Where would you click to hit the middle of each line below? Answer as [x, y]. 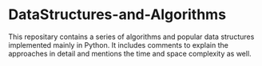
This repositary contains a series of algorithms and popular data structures [131, 37]
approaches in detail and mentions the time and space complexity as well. [130, 53]
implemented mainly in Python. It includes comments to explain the [119, 45]
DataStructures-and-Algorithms [117, 15]
